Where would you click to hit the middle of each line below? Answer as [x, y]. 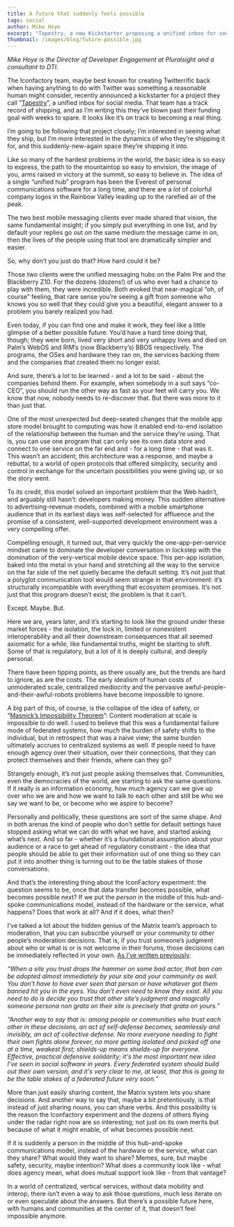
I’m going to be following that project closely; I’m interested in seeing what [114, 131]
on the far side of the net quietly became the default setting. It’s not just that [116, 572]
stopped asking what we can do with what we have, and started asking [109, 832]
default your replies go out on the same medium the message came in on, [113, 233]
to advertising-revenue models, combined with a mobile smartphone [106, 507]
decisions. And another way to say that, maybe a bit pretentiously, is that [111, 1100]
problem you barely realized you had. [61, 312]
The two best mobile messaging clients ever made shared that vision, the [112, 218]
